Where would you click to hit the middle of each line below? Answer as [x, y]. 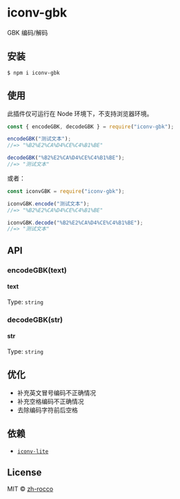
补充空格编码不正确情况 [50, 401]
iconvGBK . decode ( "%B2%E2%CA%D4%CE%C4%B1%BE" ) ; [75, 223]
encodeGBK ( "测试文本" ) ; [39, 139]
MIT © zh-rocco [30, 489]
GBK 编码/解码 [28, 32]
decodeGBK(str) [35, 320]
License [24, 472]
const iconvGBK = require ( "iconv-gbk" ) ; [66, 191]
